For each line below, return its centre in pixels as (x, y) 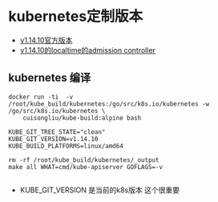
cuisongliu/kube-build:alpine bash (82, 118)
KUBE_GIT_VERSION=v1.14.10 (53, 139)
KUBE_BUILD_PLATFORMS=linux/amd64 (66, 146)
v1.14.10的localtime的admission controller (88, 50)
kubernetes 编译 (50, 78)
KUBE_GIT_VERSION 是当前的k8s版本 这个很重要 (100, 190)
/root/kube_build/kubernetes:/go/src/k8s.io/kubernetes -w (109, 104)
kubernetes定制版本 (76, 16)
